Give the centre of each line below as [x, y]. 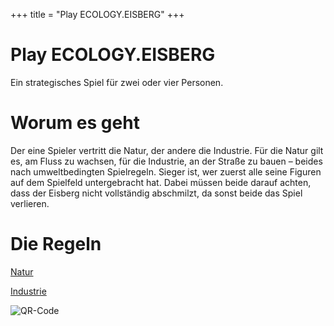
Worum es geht [75, 123]
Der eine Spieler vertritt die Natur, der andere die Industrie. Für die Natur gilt [167, 150]
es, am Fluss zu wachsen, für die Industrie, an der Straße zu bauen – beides [166, 161]
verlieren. [30, 203]
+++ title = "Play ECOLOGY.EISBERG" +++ [97, 14]
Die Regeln [56, 244]
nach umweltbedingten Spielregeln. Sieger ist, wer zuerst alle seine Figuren [166, 171]
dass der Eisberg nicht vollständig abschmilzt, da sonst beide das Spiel [156, 193]
